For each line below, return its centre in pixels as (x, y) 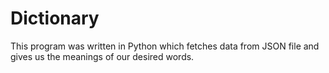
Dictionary (55, 18)
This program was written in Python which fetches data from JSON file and (165, 46)
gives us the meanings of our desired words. (102, 56)
